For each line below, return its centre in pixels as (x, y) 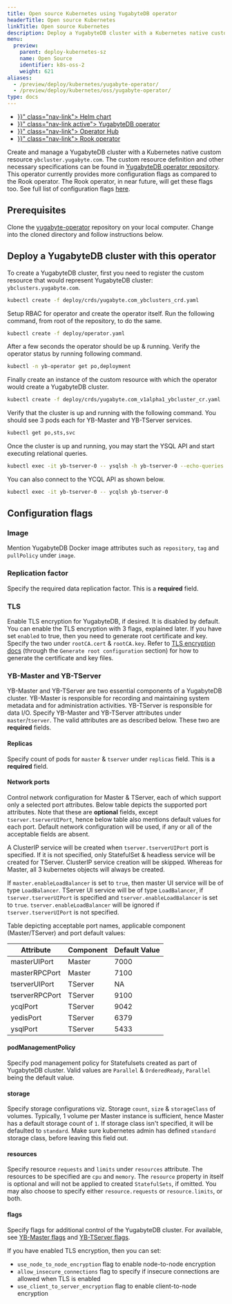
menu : (15, 39)
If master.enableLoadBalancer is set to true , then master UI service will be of (115, 883)
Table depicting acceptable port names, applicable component (96, 926)
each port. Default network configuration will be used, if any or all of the (110, 827)
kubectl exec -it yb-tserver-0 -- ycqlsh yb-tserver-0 (88, 492)
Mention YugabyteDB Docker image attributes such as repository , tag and (113, 548)
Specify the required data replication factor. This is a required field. (103, 588)
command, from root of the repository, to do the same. (85, 320)
